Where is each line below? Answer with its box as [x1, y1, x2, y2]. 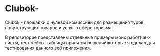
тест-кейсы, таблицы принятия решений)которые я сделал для [20, 39, 155, 45]
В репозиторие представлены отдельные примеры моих [5, 34, 126, 40]
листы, [5, 39, 20, 45]
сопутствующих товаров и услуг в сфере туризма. [5, 24, 113, 30]
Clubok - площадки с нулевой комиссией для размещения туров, [5, 19, 145, 25]
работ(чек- [127, 34, 151, 40]
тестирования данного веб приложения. [5, 45, 91, 51]
